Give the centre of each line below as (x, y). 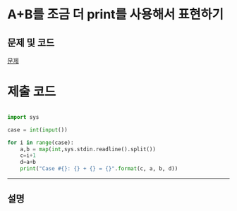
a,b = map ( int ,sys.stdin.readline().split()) (88, 149)
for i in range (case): (41, 142)
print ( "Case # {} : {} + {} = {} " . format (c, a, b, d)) (99, 169)
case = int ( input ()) (38, 130)
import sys (23, 117)
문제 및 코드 (31, 43)
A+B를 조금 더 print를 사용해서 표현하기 (115, 14)
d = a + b (28, 162)
